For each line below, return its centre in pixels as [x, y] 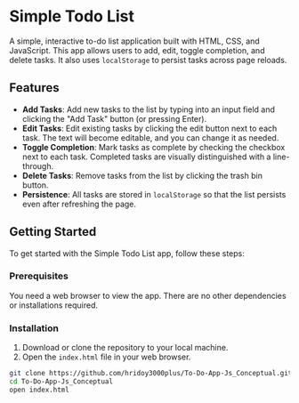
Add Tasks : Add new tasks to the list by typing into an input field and [149, 109]
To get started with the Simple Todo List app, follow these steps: [127, 253]
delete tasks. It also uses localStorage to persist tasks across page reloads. [148, 60]
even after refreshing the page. [79, 204]
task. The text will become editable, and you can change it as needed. [150, 137]
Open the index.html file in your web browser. [106, 357]
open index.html [39, 390]
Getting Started [53, 232]
